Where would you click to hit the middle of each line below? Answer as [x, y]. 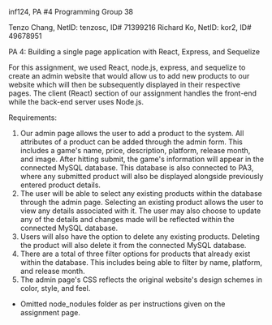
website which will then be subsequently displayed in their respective [125, 85]
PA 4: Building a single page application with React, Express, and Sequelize [134, 51]
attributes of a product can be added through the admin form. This [132, 142]
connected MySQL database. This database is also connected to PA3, [137, 168]
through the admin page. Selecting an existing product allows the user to [142, 202]
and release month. [52, 271]
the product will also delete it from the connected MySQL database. [133, 245]
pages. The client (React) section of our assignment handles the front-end [133, 93]
